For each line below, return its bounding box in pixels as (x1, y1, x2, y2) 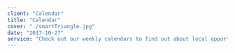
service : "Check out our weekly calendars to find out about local (7, 36, 208, 43)
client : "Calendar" (7, 10, 64, 17)
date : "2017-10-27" (7, 29, 64, 36)
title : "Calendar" (7, 17, 61, 23)
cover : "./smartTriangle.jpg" (7, 23, 96, 30)
